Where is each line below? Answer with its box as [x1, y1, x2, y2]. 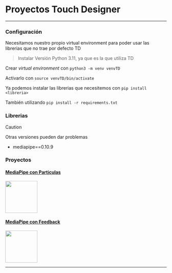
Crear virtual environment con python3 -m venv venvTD [5, 65, 120, 71]
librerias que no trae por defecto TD [5, 45, 81, 52]
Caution [5, 124, 22, 130]
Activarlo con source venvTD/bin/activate [5, 75, 95, 81]
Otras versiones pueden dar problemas [5, 134, 88, 140]
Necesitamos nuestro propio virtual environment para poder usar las [5, 40, 149, 46]
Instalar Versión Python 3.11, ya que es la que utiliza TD [17, 55, 134, 61]
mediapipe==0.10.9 [12, 143, 54, 150]
